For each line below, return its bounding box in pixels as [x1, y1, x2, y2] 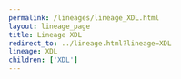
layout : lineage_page [8, 22, 91, 31]
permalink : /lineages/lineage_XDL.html [8, 13, 160, 23]
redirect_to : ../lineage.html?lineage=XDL [8, 38, 172, 48]
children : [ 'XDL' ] [8, 55, 78, 64]
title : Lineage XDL [8, 30, 83, 39]
